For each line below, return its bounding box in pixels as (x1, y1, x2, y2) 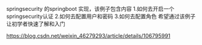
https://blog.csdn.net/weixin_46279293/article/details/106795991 (6, 32, 171, 39)
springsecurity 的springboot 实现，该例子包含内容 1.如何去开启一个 (6, 5, 175, 12)
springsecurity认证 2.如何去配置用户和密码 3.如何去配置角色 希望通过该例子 (6, 13, 196, 20)
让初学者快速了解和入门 (6, 20, 65, 27)
